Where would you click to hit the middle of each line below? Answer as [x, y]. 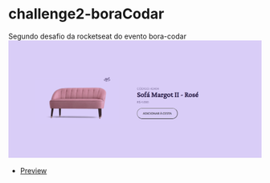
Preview [33, 170]
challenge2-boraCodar [86, 14]
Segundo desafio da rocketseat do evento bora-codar [98, 36]
